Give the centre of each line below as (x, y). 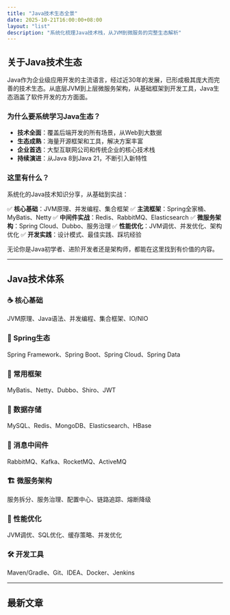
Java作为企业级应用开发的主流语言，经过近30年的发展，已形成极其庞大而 (111, 80)
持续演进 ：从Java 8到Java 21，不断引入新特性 (82, 158)
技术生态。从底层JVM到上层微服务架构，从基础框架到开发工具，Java (116, 88)
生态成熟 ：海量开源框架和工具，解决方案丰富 (80, 141)
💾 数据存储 (25, 409)
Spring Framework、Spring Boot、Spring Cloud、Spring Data (94, 354)
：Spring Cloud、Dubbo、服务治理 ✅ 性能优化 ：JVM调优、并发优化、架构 (118, 226)
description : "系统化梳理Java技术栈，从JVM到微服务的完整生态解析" (94, 33)
